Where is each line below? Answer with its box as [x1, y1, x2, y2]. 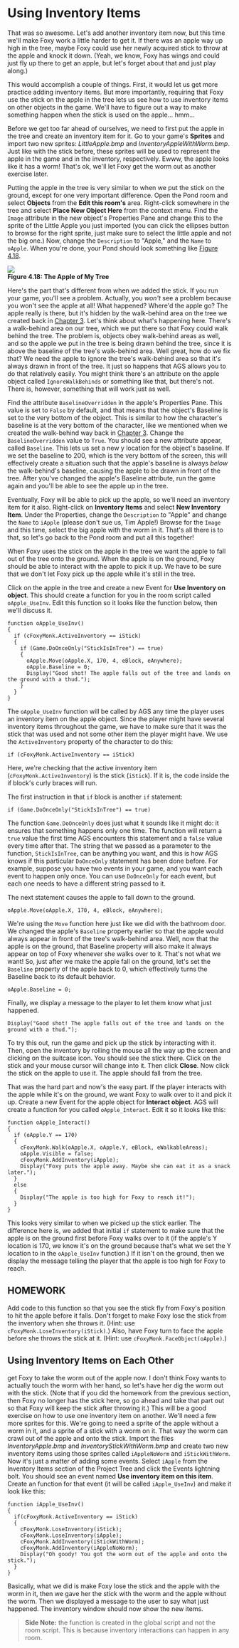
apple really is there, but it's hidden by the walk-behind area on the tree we [7, 308, 228, 317]
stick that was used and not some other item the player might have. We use [7, 730, 228, 738]
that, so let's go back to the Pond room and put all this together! [7, 532, 194, 542]
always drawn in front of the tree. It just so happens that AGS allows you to [7, 362, 226, 370]
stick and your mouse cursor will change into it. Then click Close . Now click [7, 1061, 230, 1069]
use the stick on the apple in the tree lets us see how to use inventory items [7, 95, 229, 104]
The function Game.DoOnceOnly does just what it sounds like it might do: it [7, 819, 219, 827]
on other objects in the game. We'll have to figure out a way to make [7, 103, 208, 111]
